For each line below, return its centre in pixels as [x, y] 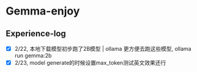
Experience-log [36, 34]
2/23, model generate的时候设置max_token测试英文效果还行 [90, 63]
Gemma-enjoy [43, 11]
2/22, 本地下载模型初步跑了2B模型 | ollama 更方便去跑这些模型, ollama [103, 49]
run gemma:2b [33, 56]
